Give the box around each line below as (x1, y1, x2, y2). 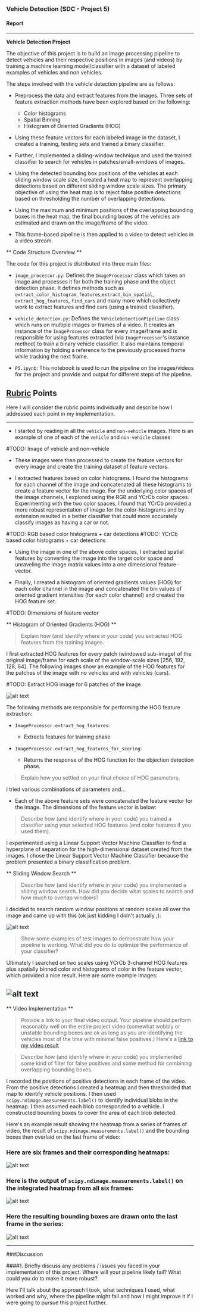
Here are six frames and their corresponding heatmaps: (6, 1148, 170, 1157)
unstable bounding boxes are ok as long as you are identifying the (20, 1029, 183, 1036)
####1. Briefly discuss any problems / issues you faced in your (6, 1262, 161, 1269)
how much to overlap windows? (20, 894, 99, 901)
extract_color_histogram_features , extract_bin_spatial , (14, 291, 155, 298)
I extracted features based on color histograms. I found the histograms (14, 474, 189, 481)
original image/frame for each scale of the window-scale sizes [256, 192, (6, 656, 186, 663)
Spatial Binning (23, 116, 61, 123)
